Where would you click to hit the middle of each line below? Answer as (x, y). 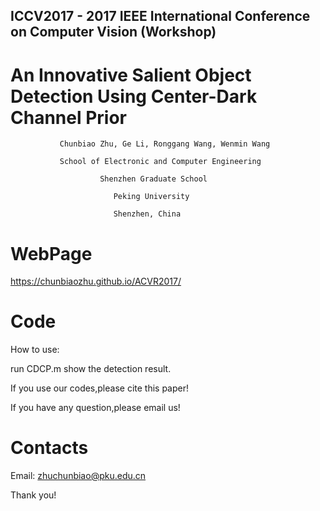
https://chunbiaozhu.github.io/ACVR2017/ (96, 281)
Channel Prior (68, 117)
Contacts (49, 448)
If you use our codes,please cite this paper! (100, 388)
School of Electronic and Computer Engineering (160, 162)
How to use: (35, 350)
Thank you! (33, 495)
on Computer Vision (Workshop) (113, 32)
